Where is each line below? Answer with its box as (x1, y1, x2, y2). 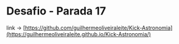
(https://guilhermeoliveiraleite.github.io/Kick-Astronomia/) (6, 30, 151, 37)
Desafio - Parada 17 (6, 4, 107, 18)
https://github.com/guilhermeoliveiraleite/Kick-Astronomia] (25, 24, 173, 31)
